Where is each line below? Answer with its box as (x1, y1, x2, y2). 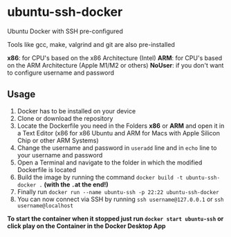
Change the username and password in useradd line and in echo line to (17, 143, 217, 152)
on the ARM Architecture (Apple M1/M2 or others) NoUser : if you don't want (7, 61, 224, 69)
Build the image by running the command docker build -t (17, 173, 183, 181)
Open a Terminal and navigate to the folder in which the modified (17, 158, 203, 167)
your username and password (17, 151, 103, 159)
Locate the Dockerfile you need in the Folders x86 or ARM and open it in (17, 122, 225, 130)
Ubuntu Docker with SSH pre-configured (7, 27, 123, 35)
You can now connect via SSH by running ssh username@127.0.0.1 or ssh (17, 195, 224, 203)
